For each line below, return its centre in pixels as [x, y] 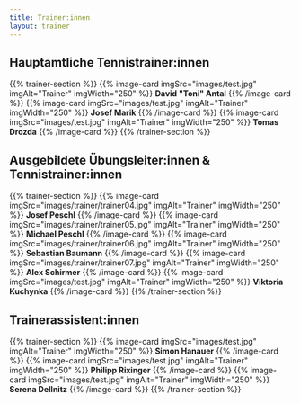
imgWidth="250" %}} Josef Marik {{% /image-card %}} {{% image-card [144, 112]
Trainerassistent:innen [75, 320]
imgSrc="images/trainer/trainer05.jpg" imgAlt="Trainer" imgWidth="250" [145, 225]
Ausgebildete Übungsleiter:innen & [110, 160]
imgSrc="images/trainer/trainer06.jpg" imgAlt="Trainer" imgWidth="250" [145, 244]
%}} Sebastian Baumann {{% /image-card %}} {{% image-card [127, 254]
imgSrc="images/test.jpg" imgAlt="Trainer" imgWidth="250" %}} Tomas [144, 122]
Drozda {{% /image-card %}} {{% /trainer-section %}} [110, 132]
